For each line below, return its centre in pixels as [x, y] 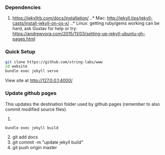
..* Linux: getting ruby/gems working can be [115, 23]
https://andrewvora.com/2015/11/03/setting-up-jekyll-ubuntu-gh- [79, 34]
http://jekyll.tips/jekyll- [130, 18]
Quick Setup [20, 52]
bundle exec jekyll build [32, 128]
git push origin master [35, 148]
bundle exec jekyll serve [32, 71]
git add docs [25, 137]
